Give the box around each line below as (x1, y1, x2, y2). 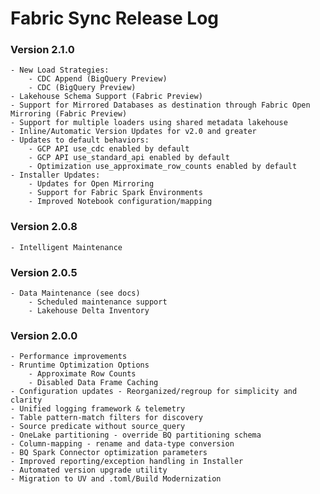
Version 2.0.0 (10, 329, 78, 342)
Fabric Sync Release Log (10, 7, 220, 30)
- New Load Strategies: (10, 65, 110, 76)
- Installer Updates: (10, 170, 101, 181)
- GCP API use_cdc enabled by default (28, 144, 190, 154)
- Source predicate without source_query (10, 422, 186, 432)
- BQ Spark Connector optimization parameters (10, 448, 208, 458)
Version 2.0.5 (10, 265, 78, 279)
